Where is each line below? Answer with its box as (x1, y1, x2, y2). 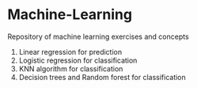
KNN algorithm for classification (18, 63, 123, 73)
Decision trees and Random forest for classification (18, 72, 187, 82)
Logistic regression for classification (18, 55, 138, 65)
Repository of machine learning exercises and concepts (7, 32, 189, 41)
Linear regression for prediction (18, 47, 123, 56)
